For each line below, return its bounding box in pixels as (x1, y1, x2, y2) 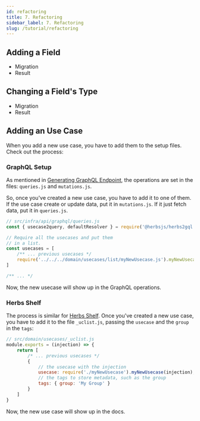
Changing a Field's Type (6, 87, 98, 97)
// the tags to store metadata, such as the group (37, 375, 167, 381)
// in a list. (6, 240, 42, 246)
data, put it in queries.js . (6, 206, 68, 214)
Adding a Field (6, 47, 61, 57)
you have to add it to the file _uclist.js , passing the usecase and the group (6, 319, 189, 326)
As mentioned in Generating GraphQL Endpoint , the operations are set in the (6, 176, 193, 183)
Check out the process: (6, 148, 64, 155)
